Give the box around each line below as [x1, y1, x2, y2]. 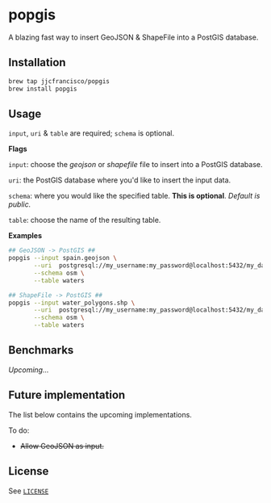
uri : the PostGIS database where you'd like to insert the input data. [8, 175, 231, 185]
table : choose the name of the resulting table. [8, 216, 161, 225]
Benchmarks [8, 343, 74, 357]
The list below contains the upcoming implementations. [8, 409, 192, 419]
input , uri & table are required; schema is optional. [8, 128, 175, 138]
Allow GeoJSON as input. [19, 441, 105, 451]
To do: [8, 425, 30, 435]
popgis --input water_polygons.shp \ [8, 299, 135, 307]
